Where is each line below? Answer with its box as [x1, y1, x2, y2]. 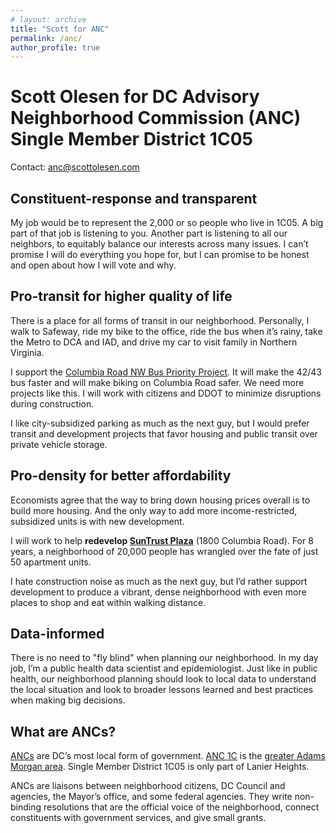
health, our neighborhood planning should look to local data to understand [10, 673, 317, 685]
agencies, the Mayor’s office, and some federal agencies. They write [10, 791, 293, 803]
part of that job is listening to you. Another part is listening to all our [10, 227, 288, 239]
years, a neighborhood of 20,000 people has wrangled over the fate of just [10, 545, 319, 557]
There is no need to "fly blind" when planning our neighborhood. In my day [10, 652, 319, 664]
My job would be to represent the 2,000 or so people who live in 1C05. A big [10, 217, 324, 228]
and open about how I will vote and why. [10, 259, 177, 271]
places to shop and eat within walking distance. [10, 596, 207, 608]
